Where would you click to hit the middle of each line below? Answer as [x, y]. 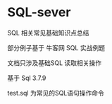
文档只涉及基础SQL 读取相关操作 [55, 63]
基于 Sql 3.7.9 [27, 78]
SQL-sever [39, 12]
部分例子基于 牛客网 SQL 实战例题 [56, 47]
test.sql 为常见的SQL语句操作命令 [56, 93]
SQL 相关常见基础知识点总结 [48, 33]
